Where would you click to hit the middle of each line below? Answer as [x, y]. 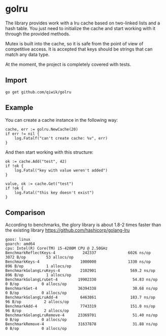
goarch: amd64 [20, 244]
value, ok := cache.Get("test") [39, 184]
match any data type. [27, 54]
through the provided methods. [38, 34]
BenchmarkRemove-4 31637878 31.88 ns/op [81, 324]
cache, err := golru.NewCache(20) [42, 129]
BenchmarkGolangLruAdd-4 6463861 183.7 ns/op [80, 298]
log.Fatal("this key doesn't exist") [54, 192]
